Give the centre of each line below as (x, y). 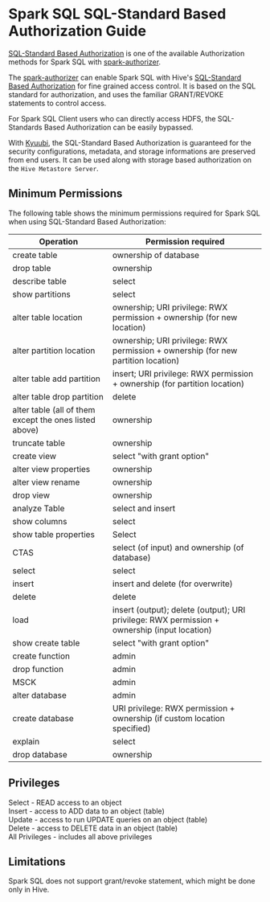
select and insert (144, 508)
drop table (32, 268)
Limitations (37, 861)
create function (41, 656)
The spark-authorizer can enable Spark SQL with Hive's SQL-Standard (125, 77)
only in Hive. (29, 890)
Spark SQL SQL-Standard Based (117, 14)
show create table (46, 642)
